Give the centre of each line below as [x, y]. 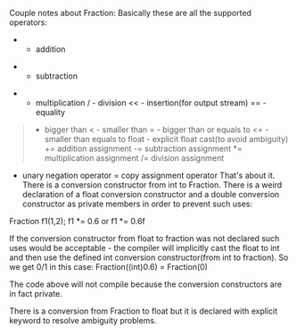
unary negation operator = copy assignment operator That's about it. [148, 175]
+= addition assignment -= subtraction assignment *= [143, 148]
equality [50, 112]
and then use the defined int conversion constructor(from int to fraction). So [149, 257]
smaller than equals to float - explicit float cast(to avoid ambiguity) [166, 139]
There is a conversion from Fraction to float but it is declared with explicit [144, 311]
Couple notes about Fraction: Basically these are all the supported [131, 13]
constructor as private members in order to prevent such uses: [137, 204]
